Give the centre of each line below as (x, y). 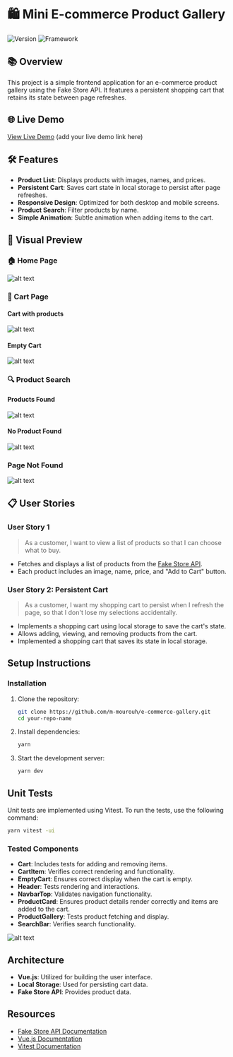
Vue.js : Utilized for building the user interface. (85, 977)
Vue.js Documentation (50, 1039)
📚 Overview (35, 62)
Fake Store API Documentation (62, 1031)
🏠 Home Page (32, 261)
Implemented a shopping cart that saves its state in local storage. (112, 641)
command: (23, 818)
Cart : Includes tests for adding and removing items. (92, 864)
